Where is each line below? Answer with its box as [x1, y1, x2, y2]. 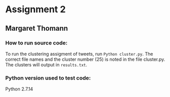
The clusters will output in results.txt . [5, 61, 88, 67]
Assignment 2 [5, 4, 66, 15]
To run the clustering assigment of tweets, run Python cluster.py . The [5, 51, 153, 57]
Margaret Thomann [5, 24, 68, 33]
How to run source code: [5, 39, 68, 46]
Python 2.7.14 [5, 86, 33, 92]
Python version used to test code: [5, 74, 91, 81]
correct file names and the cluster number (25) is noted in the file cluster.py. [5, 56, 165, 62]
